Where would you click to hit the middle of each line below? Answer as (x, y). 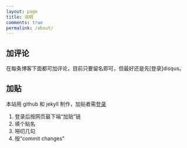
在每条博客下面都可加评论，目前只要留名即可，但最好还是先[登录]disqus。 (95, 69)
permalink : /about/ (30, 28)
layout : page (22, 11)
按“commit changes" (39, 138)
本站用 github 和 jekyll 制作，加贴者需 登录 (56, 104)
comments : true (25, 22)
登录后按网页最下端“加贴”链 (48, 116)
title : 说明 (20, 17)
